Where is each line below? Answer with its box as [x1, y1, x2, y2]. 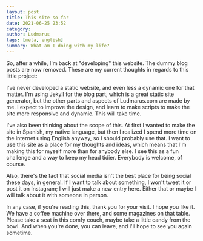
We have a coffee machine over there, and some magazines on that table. [6, 209, 190, 217]
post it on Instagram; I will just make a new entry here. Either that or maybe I [6, 185, 196, 192]
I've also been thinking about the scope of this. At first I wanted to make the [6, 121, 195, 129]
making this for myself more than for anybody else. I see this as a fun [6, 147, 179, 155]
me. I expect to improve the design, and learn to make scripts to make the [6, 103, 190, 110]
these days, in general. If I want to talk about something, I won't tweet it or [6, 178, 191, 186]
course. [6, 160, 25, 168]
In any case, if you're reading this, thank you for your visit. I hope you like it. [6, 203, 195, 210]
